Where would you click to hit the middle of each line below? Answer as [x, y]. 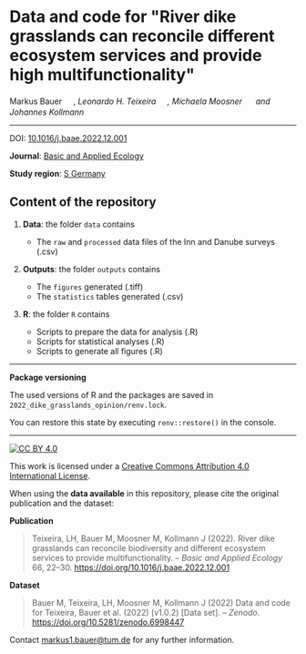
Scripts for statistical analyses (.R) [101, 341]
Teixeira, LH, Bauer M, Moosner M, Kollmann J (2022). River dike [153, 538]
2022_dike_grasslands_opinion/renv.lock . [88, 404]
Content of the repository [83, 202]
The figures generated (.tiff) [90, 286]
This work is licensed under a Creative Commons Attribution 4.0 [130, 465]
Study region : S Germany [58, 173]
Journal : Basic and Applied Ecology [76, 156]
